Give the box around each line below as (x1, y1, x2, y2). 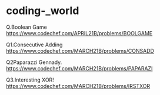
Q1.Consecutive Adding (6, 41, 63, 48)
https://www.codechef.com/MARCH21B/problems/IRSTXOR (6, 82, 151, 89)
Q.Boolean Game (6, 23, 47, 30)
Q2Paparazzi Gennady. (6, 59, 62, 66)
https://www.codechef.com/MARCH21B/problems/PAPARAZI (6, 65, 153, 72)
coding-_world (6, 4, 79, 18)
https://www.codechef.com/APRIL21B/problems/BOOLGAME (6, 29, 153, 36)
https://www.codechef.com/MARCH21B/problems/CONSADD (6, 47, 155, 54)
